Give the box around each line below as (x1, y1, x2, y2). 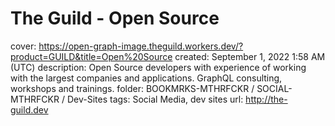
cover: (10, 40, 37, 52)
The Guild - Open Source (10, 7, 220, 30)
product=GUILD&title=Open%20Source (10, 50, 173, 62)
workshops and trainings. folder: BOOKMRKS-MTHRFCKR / (10, 82, 255, 94)
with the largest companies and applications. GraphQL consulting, (10, 72, 283, 84)
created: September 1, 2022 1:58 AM (174, 50, 326, 62)
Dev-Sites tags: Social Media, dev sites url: (66, 93, 244, 105)
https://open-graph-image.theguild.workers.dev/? (38, 40, 244, 52)
